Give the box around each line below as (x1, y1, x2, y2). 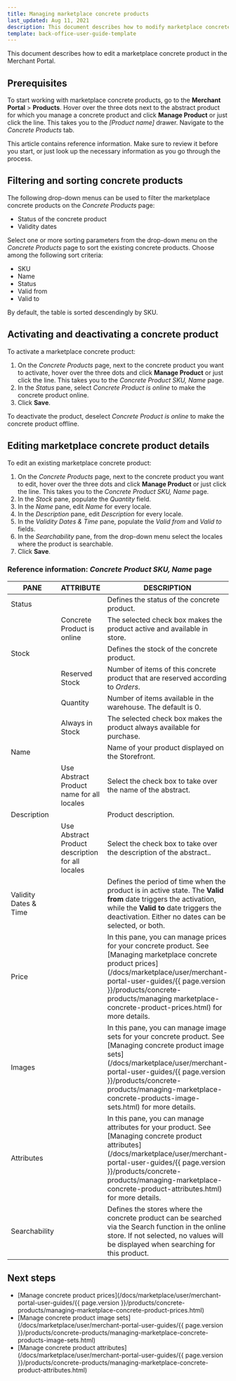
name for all (60, 789, 100, 799)
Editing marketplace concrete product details (7, 440, 210, 452)
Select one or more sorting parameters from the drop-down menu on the (7, 235, 218, 244)
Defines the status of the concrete (107, 595, 220, 605)
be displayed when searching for (107, 1239, 216, 1249)
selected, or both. (107, 920, 165, 930)
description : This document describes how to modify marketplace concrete (7, 23, 231, 30)
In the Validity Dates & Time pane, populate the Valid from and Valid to (17, 517, 223, 526)
